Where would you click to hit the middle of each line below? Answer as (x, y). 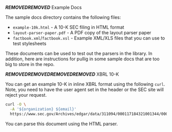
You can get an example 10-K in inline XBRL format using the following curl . (85, 84)
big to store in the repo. (30, 64)
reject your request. (26, 95)
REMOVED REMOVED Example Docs (44, 7)
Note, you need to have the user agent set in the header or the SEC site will (84, 90)
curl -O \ (16, 104)
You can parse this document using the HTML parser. (62, 124)
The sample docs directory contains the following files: (63, 17)
